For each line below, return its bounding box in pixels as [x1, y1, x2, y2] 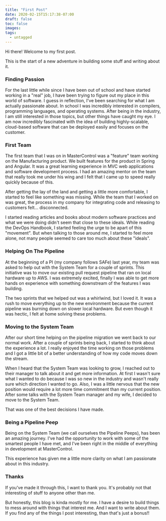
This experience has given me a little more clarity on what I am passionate [5, 456, 157, 461]
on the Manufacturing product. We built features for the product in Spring [5, 158, 155, 164]
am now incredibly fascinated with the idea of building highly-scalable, [5, 119, 150, 125]
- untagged [9, 35, 32, 40]
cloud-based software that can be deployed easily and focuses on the [5, 124, 149, 130]
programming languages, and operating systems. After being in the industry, [5, 108, 161, 114]
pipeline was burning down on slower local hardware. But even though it [5, 306, 153, 312]
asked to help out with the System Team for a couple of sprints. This [5, 264, 145, 270]
